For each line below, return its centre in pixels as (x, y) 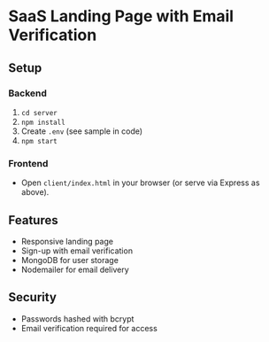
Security (32, 297)
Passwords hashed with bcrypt (77, 319)
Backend (28, 93)
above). (35, 192)
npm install (43, 122)
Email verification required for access (89, 328)
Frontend (28, 163)
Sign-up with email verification (77, 251)
